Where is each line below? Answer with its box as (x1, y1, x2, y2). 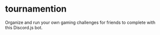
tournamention (5, 3, 67, 15)
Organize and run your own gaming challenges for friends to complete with (5, 19, 156, 25)
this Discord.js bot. (5, 24, 43, 30)
